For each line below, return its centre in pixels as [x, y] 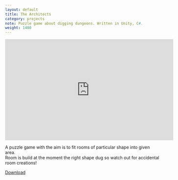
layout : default [22, 10]
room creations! [21, 163]
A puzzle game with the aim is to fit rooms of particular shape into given [78, 147]
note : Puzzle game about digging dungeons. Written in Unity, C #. [74, 23]
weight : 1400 [18, 28]
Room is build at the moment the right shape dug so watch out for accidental [82, 158]
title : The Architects [28, 14]
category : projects [25, 19]
